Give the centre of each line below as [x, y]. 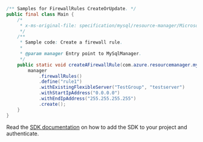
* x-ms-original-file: [48, 25]
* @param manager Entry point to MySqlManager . [81, 54]
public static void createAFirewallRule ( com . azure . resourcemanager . [105, 65]
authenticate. [23, 134]
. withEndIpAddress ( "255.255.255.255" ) [87, 98]
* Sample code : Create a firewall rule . [71, 42]
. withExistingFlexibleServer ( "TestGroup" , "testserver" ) [112, 88]
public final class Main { [40, 14]
